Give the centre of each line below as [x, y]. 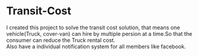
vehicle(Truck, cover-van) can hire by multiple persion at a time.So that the [99, 33]
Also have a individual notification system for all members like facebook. [96, 46]
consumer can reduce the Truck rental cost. [61, 40]
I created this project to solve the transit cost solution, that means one [93, 27]
